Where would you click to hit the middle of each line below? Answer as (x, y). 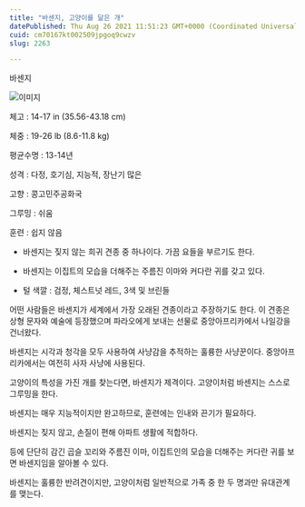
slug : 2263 (30, 43)
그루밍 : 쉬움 (31, 214)
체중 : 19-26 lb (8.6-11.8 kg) (60, 136)
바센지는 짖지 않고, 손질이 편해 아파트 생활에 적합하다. (103, 432)
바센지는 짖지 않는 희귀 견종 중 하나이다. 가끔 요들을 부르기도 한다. (138, 252)
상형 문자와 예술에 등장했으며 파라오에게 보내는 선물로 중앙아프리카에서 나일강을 (150, 321)
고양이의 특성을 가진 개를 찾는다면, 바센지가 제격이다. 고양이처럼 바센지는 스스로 (150, 383)
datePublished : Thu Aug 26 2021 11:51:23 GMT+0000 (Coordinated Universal (154, 26)
